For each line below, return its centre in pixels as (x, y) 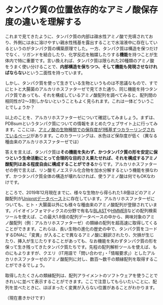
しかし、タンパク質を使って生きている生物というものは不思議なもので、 (77, 83)
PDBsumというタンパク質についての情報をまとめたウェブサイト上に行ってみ (81, 123)
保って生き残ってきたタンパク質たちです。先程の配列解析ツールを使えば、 (79, 247)
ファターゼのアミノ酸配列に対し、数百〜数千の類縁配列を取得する (88, 259)
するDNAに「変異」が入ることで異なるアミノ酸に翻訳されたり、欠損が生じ (80, 235)
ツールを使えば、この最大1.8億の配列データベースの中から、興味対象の (76, 216)
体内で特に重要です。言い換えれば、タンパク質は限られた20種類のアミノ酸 (80, 61)
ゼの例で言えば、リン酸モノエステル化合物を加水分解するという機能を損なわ (81, 170)
